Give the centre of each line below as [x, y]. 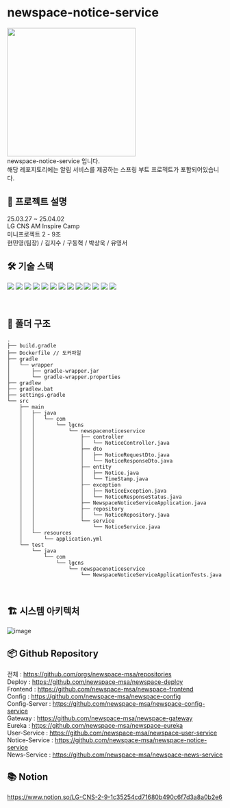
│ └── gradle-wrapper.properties [64, 377]
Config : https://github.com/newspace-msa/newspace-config [94, 696]
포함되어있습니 [200, 169]
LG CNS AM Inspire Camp [43, 226]
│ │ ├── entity [65, 467]
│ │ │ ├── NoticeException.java [93, 491]
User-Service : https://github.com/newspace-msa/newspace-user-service [112, 733]
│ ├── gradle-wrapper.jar [53, 371]
